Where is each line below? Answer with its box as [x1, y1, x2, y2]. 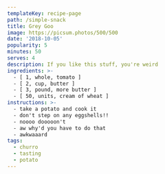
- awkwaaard [13, 131, 48, 138]
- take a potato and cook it [13, 105, 97, 112]
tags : [7, 138, 23, 145]
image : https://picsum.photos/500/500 [7, 29, 118, 36]
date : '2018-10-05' [7, 36, 63, 42]
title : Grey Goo [7, 23, 54, 29]
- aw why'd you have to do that [13, 125, 107, 132]
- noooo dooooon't [13, 118, 67, 125]
